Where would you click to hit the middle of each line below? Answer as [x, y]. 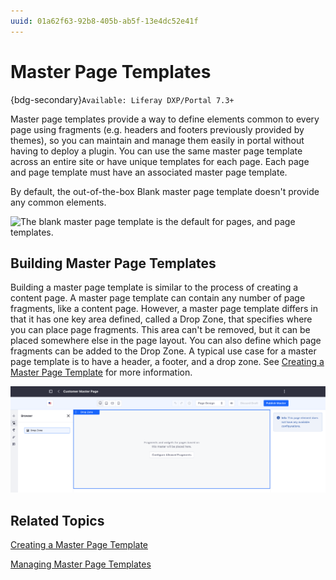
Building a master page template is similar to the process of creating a [154, 287]
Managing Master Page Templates [81, 564]
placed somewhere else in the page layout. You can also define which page [166, 341]
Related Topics [57, 520]
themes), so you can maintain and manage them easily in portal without [157, 140]
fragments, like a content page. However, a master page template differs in [164, 309]
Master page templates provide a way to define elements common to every [165, 119]
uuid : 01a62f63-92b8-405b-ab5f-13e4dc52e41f [104, 21]
